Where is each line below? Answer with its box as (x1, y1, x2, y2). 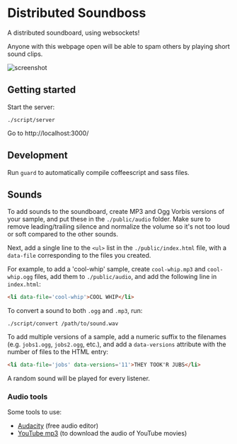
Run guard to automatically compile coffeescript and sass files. (7, 168, 190, 176)
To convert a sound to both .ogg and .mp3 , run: (7, 307, 143, 315)
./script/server (7, 116, 55, 123)
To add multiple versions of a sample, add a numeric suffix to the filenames (7, 333, 226, 341)
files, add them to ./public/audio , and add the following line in (34, 273, 217, 281)
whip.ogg (7, 274, 33, 281)
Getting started (7, 84, 76, 96)
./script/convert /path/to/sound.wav (7, 320, 119, 327)
